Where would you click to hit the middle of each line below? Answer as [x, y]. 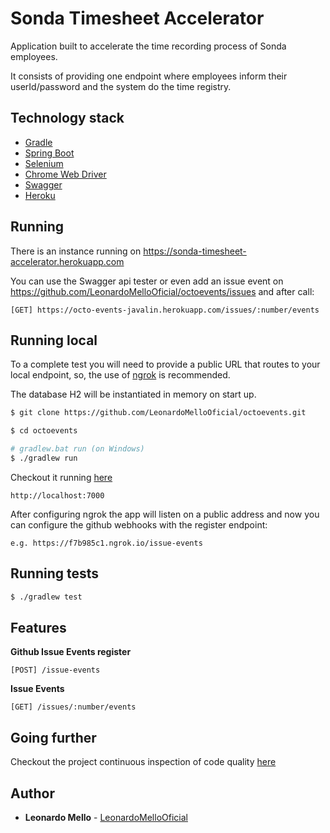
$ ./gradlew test [46, 597]
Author [32, 793]
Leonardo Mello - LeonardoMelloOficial [106, 817]
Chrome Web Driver [65, 174]
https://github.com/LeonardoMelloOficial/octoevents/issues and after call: [162, 291]
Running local [54, 340]
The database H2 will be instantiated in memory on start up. [133, 394]
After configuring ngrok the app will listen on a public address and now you [165, 514]
